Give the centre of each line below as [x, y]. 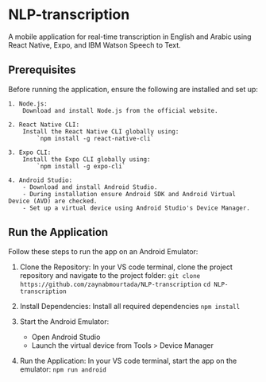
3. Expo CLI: [30, 152]
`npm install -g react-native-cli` [96, 138]
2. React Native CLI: [44, 125]
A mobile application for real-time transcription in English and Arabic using [130, 37]
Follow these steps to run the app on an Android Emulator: [103, 251]
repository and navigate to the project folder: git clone [110, 275]
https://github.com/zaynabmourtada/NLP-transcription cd [115, 284]
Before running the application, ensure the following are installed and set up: [133, 89]
